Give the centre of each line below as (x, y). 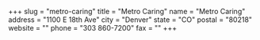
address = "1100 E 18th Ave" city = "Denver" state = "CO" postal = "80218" (130, 20)
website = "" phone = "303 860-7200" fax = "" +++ (93, 28)
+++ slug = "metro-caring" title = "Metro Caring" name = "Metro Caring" (127, 11)
